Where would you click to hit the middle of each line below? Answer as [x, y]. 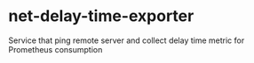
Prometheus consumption [56, 49]
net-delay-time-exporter [101, 16]
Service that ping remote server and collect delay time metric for [127, 40]
